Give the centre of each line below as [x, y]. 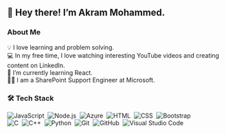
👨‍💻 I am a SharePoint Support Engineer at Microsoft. [81, 80]
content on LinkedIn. [36, 65]
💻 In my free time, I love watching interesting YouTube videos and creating [113, 55]
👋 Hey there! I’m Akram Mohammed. [86, 13]
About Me [24, 32]
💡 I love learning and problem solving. [61, 47]
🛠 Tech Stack [31, 98]
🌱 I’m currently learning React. [50, 72]
